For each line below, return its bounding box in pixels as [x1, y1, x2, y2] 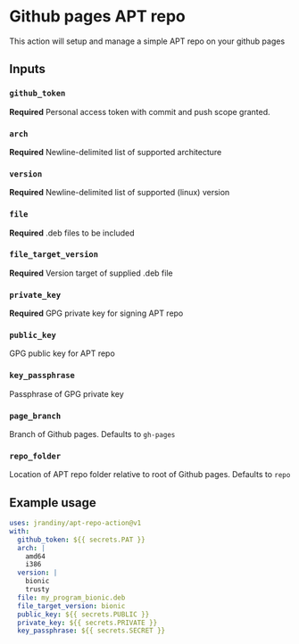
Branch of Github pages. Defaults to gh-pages [9, 429, 176, 439]
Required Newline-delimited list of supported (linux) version [9, 187, 230, 198]
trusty [25, 585, 50, 594]
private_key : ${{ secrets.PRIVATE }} [17, 618, 158, 627]
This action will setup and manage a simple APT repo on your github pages [9, 36, 286, 46]
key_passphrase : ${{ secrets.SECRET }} [17, 626, 166, 635]
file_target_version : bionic [17, 601, 126, 610]
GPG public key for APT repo [9, 348, 116, 359]
